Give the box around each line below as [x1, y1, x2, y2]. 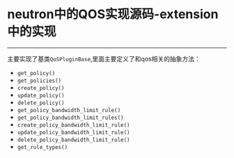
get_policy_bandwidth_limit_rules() [17, 114, 124, 121]
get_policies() [17, 77, 62, 84]
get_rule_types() [17, 143, 68, 150]
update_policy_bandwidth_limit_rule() [17, 129, 130, 136]
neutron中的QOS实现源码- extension [7, 6, 219, 22]
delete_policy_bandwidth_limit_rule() [17, 136, 130, 143]
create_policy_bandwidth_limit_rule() [17, 121, 130, 129]
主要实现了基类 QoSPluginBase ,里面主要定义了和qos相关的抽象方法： [7, 54, 201, 63]
